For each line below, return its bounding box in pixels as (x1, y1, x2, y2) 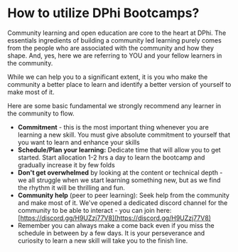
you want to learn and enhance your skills (17, 137, 140, 147)
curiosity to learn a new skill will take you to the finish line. (17, 236, 188, 245)
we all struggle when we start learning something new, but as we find (17, 176, 221, 184)
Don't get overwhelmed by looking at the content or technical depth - (17, 168, 223, 177)
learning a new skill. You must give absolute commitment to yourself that (17, 130, 231, 139)
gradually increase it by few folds (17, 160, 115, 169)
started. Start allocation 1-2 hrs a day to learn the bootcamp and (17, 153, 205, 162)
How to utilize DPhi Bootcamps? (7, 5, 200, 21)
